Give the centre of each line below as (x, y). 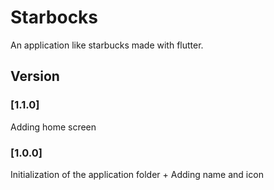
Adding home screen (53, 127)
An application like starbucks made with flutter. (107, 45)
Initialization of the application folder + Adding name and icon (137, 174)
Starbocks (54, 17)
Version (35, 76)
